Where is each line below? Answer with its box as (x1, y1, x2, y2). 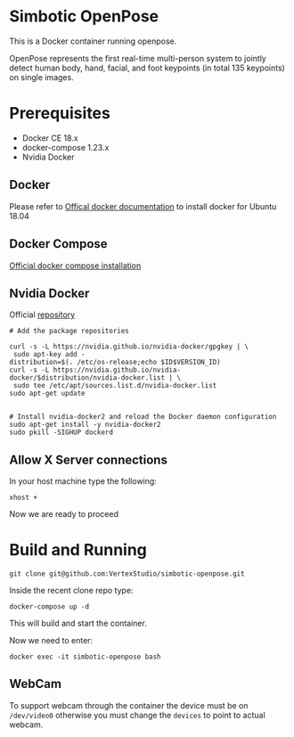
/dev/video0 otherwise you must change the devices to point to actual (9, 709, 265, 720)
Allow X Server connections (9, 452, 167, 467)
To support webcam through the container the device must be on (9, 700, 249, 710)
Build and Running (9, 540, 147, 561)
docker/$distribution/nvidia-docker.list (9, 373, 166, 382)
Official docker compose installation (9, 260, 142, 271)
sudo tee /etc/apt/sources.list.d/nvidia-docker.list (12, 381, 217, 390)
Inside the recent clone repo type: (9, 586, 134, 596)
